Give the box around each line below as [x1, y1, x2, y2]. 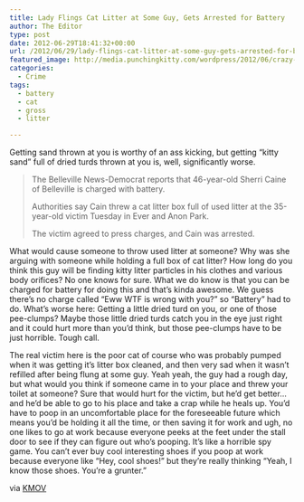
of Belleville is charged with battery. [31, 184, 166, 194]
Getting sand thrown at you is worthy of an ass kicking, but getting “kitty [9, 147, 279, 158]
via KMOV [9, 483, 47, 494]
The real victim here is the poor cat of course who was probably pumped [9, 350, 282, 361]
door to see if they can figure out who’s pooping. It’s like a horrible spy [9, 436, 271, 448]
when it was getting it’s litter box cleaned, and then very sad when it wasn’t [9, 359, 290, 371]
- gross [17, 106, 47, 115]
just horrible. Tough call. [9, 332, 100, 344]
